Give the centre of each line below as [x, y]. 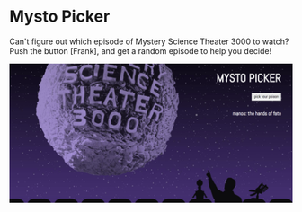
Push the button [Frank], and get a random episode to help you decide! [141, 50]
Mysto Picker [60, 17]
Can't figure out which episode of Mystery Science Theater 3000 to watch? [149, 41]
